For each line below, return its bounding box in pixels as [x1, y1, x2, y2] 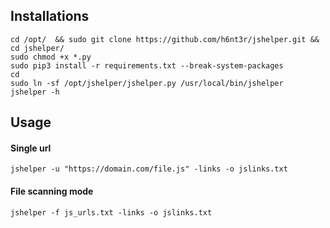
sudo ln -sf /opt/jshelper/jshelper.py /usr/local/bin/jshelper [10, 78, 284, 88]
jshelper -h [10, 87, 60, 97]
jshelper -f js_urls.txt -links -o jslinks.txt [10, 207, 213, 218]
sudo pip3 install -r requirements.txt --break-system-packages [10, 60, 284, 71]
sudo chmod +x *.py [10, 52, 92, 62]
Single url [10, 142, 52, 154]
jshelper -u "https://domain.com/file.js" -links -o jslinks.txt [10, 164, 288, 174]
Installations [10, 8, 90, 25]
